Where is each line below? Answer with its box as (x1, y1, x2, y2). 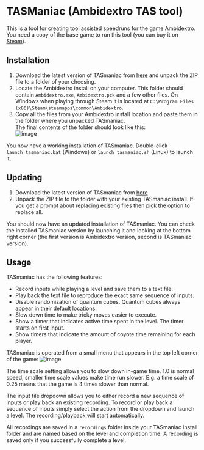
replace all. (15, 208, 43, 215)
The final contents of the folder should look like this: (15, 124, 146, 131)
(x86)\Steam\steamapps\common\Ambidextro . (15, 104, 124, 111)
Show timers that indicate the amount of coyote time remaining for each (15, 331, 196, 338)
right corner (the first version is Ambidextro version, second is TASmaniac (6, 233, 192, 240)
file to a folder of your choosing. (15, 78, 96, 85)
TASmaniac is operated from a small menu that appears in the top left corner (6, 349, 199, 356)
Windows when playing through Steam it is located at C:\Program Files (15, 97, 194, 105)
